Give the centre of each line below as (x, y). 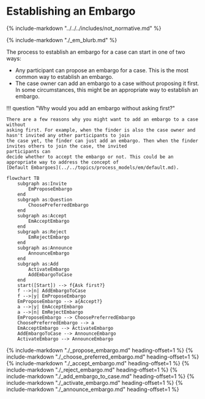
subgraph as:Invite (42, 184)
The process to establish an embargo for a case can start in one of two (96, 52)
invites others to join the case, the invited (67, 146)
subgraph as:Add (38, 264)
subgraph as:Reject (42, 232)
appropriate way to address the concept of (63, 162)
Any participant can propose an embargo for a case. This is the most (102, 70)
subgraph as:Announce (45, 248)
